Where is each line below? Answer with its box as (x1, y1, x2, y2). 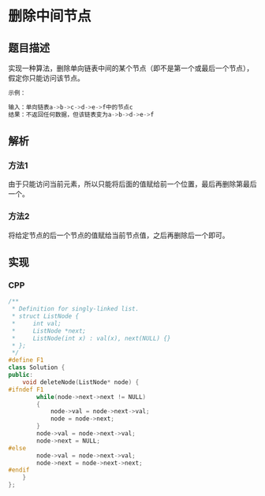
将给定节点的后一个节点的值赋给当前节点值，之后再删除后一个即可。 (8, 230, 230, 240)
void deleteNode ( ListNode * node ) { (22, 378, 140, 386)
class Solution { (8, 364, 65, 371)
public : (8, 371, 34, 379)
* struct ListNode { (11, 312, 80, 320)
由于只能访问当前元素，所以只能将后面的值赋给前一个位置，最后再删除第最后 (8, 179, 257, 189)
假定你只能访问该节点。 (8, 73, 84, 83)
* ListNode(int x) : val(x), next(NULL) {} (11, 334, 171, 342)
